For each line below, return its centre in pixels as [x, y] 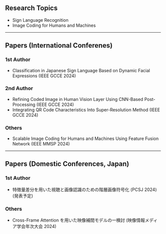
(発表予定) [23, 195]
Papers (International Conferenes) [59, 46]
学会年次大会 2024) [37, 227]
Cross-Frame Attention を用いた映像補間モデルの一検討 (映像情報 [79, 220]
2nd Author [19, 89]
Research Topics [31, 8]
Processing [24, 104]
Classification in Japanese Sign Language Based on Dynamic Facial [81, 70]
